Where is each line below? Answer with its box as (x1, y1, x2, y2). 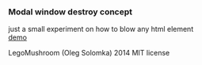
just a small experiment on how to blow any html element (8, 25, 194, 34)
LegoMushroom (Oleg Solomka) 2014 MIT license (8, 48, 170, 58)
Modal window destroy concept (8, 6, 133, 17)
